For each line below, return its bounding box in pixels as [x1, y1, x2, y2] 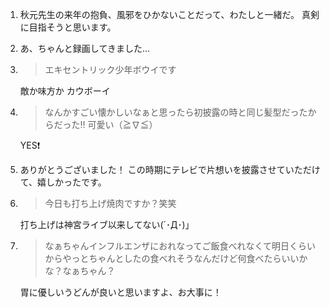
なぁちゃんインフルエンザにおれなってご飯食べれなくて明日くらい [44, 240, 317, 252]
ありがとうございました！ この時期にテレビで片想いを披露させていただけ [19, 164, 321, 175]
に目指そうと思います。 [19, 21, 117, 33]
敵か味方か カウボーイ [19, 85, 111, 97]
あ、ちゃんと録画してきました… [19, 43, 151, 54]
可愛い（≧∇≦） [87, 119, 158, 130]
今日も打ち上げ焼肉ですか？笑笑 [44, 198, 177, 209]
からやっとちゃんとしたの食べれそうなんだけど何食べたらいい [44, 253, 300, 264]
